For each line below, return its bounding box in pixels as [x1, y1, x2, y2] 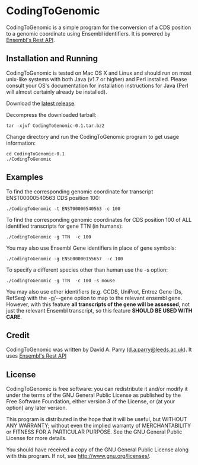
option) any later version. [6, 405, 67, 412]
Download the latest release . [6, 100, 76, 107]
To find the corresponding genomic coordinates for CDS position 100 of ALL [6, 216, 192, 223]
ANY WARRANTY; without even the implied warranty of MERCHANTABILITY [6, 422, 191, 429]
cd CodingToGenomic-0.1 [6, 151, 65, 157]
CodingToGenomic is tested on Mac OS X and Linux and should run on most [6, 69, 191, 77]
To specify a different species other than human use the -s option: [6, 266, 168, 273]
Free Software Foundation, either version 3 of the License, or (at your [6, 398, 175, 405]
